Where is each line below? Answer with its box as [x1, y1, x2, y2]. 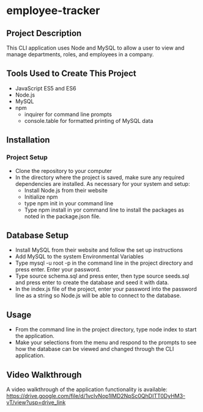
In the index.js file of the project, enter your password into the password [15, 285, 197, 293]
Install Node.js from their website [24, 186, 108, 194]
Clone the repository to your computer [15, 167, 112, 174]
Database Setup [6, 230, 69, 240]
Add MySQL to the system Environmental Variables [15, 253, 144, 260]
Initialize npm [24, 193, 58, 200]
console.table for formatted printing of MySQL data [24, 117, 154, 124]
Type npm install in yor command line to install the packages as [24, 206, 185, 213]
